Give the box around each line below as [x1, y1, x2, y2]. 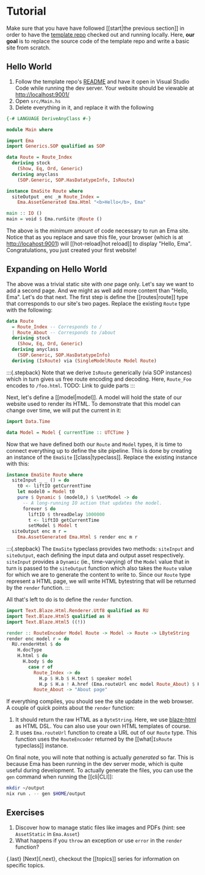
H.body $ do [22, 658, 53, 664]
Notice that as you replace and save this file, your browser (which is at [6, 234, 183, 240]
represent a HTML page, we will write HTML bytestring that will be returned [6, 578, 196, 585]
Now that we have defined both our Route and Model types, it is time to [6, 441, 182, 448]
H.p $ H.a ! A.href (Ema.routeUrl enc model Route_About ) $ [38, 681, 195, 687]
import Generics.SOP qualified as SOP [6, 143, 105, 149]
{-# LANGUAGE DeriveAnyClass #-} [6, 115, 92, 121]
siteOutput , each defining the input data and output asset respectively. [6, 552, 185, 559]
